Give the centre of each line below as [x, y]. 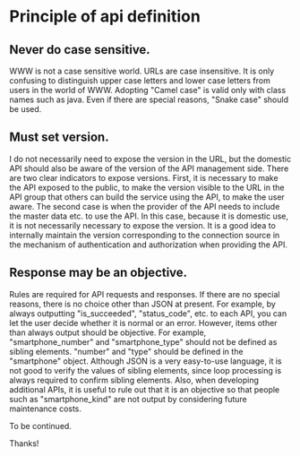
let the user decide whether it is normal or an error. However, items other [143, 323]
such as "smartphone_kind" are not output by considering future [129, 399]
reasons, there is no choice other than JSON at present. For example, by [142, 304]
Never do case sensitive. [80, 50]
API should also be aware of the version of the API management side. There [149, 168]
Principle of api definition [105, 17]
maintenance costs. [46, 409]
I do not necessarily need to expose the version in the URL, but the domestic [150, 159]
